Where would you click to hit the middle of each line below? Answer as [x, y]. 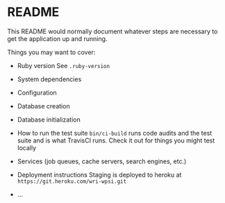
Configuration [37, 92]
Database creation [44, 106]
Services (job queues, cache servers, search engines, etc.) [102, 161]
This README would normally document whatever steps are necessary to [112, 31]
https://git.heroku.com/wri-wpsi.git [72, 181]
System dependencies [49, 79]
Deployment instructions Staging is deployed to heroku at [99, 174]
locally [27, 147]
